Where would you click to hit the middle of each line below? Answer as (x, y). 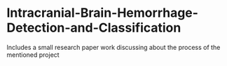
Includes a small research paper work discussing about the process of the (113, 47)
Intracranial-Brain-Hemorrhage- (103, 13)
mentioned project (33, 55)
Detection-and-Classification (94, 28)
